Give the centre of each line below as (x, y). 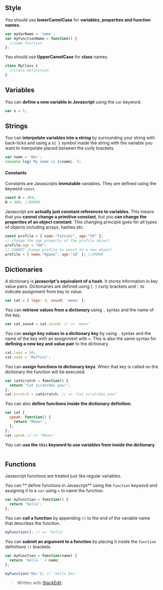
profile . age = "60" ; (26, 245)
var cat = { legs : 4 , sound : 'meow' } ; (45, 301)
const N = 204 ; (20, 198)
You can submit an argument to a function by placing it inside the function (81, 541)
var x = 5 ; (16, 111)
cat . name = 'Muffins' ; (28, 357)
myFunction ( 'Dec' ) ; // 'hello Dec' (41, 573)
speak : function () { (30, 417)
